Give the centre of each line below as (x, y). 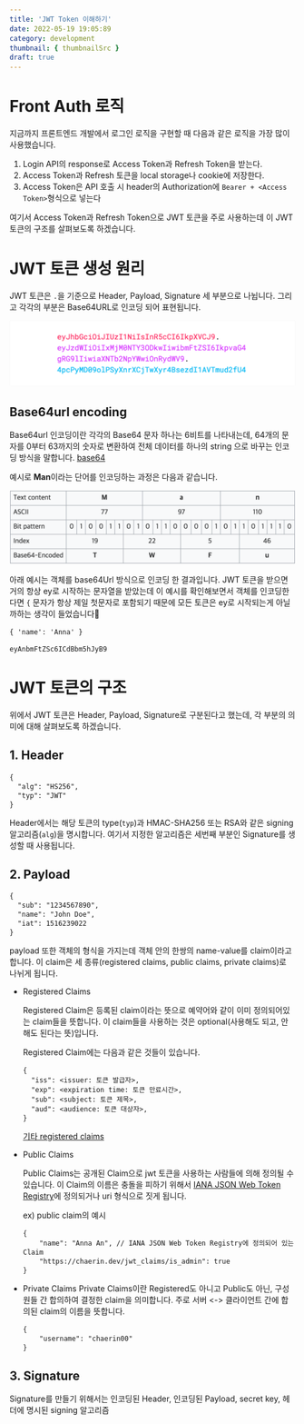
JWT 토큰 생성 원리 (77, 269)
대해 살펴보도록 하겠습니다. (74, 726)
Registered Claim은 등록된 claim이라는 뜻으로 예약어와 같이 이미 (137, 1011)
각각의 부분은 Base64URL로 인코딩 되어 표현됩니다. (110, 307)
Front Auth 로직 (67, 107)
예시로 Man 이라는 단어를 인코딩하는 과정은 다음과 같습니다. (113, 476)
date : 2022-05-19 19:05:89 (60, 29)
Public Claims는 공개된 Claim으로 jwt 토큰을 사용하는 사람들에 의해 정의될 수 (158, 1173)
